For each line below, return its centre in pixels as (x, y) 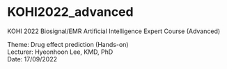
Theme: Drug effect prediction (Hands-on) (68, 44)
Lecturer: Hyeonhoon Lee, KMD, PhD (60, 52)
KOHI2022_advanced (70, 12)
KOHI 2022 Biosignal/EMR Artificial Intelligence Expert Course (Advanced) (114, 31)
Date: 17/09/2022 (32, 59)
